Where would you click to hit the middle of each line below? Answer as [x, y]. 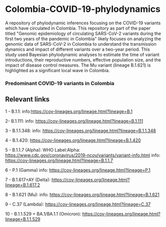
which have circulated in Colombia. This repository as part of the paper [78, 28]
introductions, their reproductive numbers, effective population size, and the [83, 60]
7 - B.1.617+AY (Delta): [28, 179]
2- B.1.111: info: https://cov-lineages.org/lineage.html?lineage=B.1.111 [74, 121]
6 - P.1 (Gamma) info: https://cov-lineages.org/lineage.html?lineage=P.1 [78, 170]
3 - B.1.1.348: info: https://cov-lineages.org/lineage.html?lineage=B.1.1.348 [81, 131]
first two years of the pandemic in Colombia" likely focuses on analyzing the [83, 39]
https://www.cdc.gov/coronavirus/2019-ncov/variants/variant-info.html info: [83, 155]
